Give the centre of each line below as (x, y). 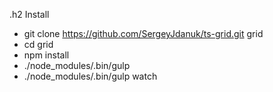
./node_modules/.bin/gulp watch (90, 76)
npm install (46, 55)
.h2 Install (29, 14)
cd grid (38, 44)
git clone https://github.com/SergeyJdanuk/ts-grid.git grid (143, 33)
